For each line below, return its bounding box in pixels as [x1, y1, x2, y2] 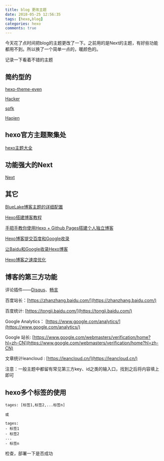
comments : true [5, 26, 37, 31]
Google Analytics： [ [5, 318, 48, 324]
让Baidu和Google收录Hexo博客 [5, 246, 68, 252]
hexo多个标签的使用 [5, 388, 66, 396]
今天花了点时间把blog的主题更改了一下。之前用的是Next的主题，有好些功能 [5, 40, 159, 46]
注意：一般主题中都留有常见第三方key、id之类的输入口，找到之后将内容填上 [5, 366, 160, 372]
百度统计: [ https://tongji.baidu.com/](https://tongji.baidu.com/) [5, 308, 132, 314]
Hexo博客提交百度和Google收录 [5, 235, 70, 241]
